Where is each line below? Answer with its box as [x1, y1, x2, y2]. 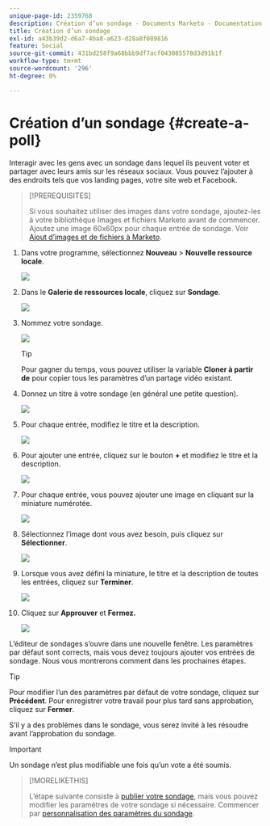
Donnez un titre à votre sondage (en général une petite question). [20, 389, 239, 398]
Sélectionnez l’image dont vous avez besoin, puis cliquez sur [20, 529, 224, 538]
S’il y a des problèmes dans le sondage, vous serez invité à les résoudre [9, 720, 249, 730]
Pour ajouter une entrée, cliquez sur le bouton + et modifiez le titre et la [20, 450, 259, 460]
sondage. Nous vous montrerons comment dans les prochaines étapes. [9, 655, 247, 665]
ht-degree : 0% [9, 72, 57, 80]
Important [9, 744, 42, 754]
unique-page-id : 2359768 [9, 11, 93, 20]
